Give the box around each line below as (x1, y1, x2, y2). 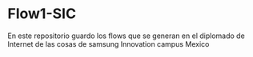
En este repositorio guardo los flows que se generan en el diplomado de (7, 31, 245, 40)
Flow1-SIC (7, 5, 77, 23)
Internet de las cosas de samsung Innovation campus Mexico (7, 39, 210, 48)
